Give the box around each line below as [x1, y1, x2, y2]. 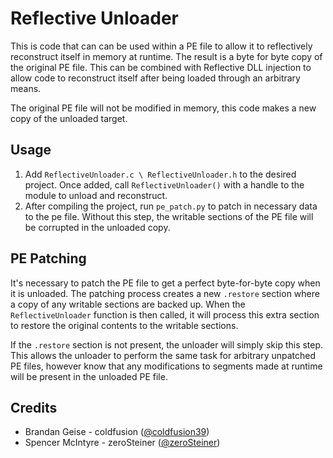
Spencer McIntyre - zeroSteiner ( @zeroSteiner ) [24, 437, 221, 449]
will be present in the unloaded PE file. [10, 370, 168, 382]
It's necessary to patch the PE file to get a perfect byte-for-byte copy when [10, 277, 321, 289]
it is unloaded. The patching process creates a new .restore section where [10, 287, 320, 299]
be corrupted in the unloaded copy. [24, 221, 171, 233]
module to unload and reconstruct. [24, 189, 168, 201]
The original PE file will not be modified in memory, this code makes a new [10, 102, 317, 114]
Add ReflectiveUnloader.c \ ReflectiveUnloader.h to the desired [24, 168, 297, 180]
